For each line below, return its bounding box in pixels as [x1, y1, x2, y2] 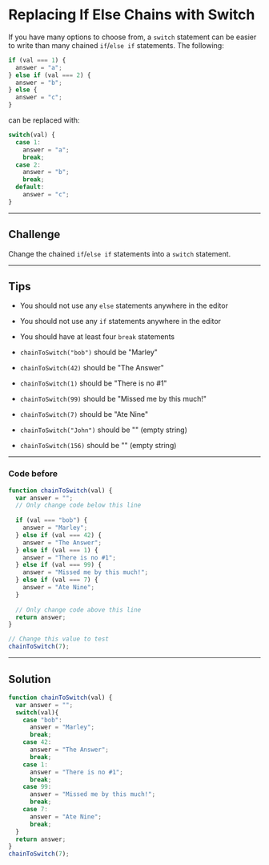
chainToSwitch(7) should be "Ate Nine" [19, 410, 149, 419]
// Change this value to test [8, 635, 110, 643]
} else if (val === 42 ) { [15, 531, 102, 539]
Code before [8, 468, 58, 479]
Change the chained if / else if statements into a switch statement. [8, 249, 231, 258]
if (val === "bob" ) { [15, 516, 88, 524]
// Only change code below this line [15, 501, 142, 510]
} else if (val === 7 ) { [15, 576, 98, 584]
